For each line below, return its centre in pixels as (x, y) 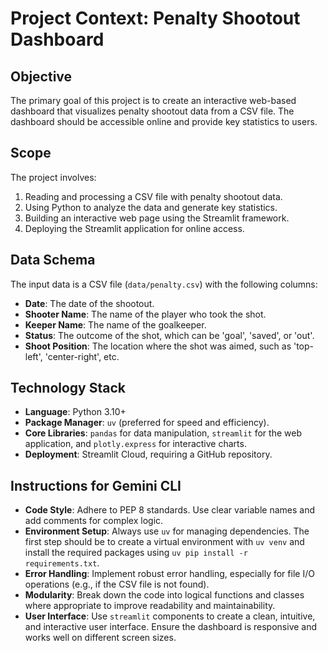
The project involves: (53, 177)
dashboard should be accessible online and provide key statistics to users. (164, 121)
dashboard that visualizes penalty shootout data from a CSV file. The (152, 111)
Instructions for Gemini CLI (96, 485)
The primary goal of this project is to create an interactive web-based (153, 100)
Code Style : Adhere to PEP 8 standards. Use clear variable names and (170, 510)
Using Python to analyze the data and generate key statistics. (151, 207)
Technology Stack (68, 388)
